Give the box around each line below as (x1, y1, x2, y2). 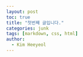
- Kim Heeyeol (11, 42, 46, 48)
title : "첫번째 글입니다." (6, 20, 64, 26)
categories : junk (6, 25, 49, 31)
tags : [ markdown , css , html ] (6, 31, 78, 37)
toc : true (6, 14, 31, 20)
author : (6, 36, 25, 42)
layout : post (6, 8, 39, 15)
